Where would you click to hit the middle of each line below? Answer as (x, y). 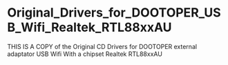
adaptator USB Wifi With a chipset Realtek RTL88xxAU (85, 54)
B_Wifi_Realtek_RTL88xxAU (89, 27)
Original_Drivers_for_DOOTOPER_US (114, 13)
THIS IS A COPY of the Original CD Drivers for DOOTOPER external (102, 46)
